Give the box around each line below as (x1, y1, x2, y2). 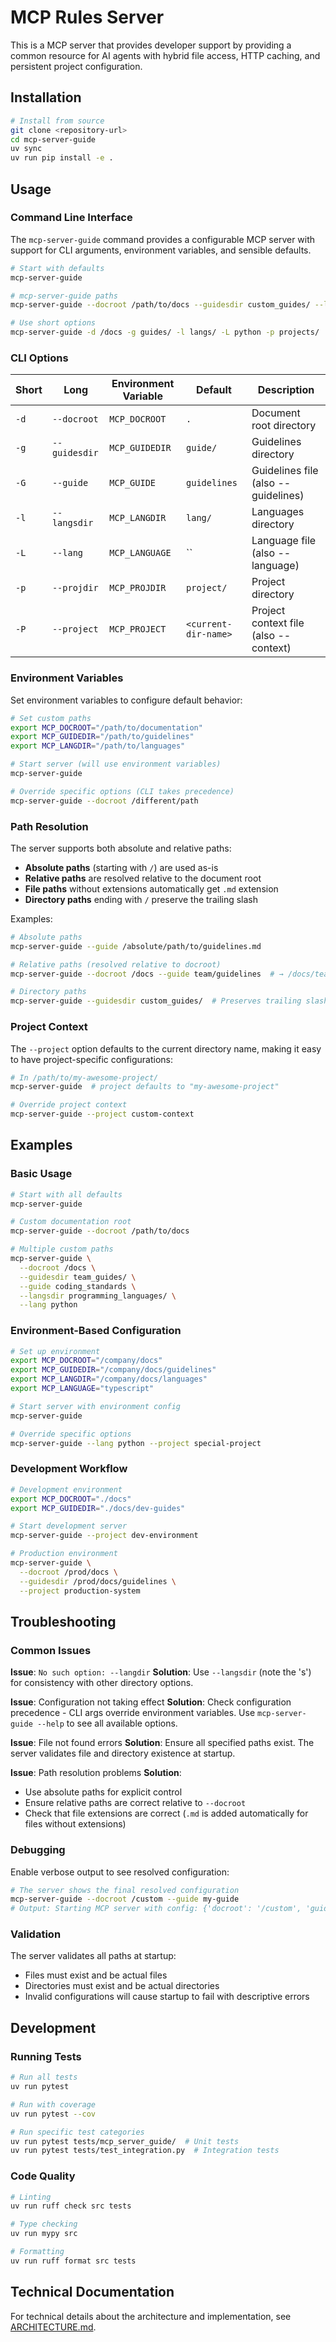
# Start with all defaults (10, 1189, 123, 1200)
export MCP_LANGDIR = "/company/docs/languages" (10, 1374, 208, 1385)
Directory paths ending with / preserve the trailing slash (24, 893, 259, 905)
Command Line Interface (10, 211, 133, 225)
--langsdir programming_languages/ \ (19, 1291, 177, 1301)
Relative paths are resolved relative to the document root (24, 872, 262, 884)
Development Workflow (10, 1462, 128, 1476)
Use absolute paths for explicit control (24, 1786, 183, 1798)
